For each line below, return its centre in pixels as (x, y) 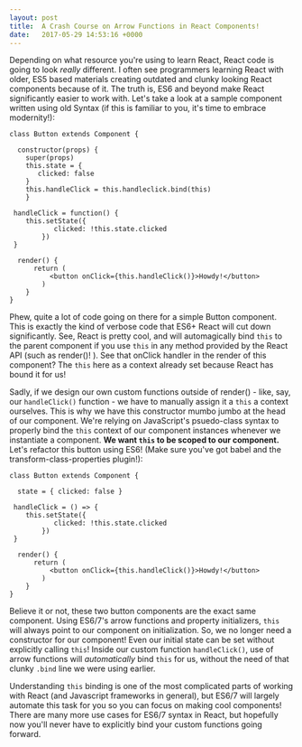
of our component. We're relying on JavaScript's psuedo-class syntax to (144, 421)
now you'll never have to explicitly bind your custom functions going (136, 724)
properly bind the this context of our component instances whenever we (145, 431)
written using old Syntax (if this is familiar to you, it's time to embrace (138, 108)
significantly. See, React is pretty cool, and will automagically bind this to (146, 336)
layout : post (34, 18)
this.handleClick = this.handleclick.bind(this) (119, 190)
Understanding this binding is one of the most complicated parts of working (151, 686)
